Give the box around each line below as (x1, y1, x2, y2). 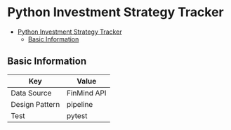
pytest (66, 110, 88, 120)
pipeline (66, 99, 93, 109)
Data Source (11, 88, 52, 98)
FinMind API (66, 88, 107, 98)
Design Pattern (11, 99, 60, 109)
